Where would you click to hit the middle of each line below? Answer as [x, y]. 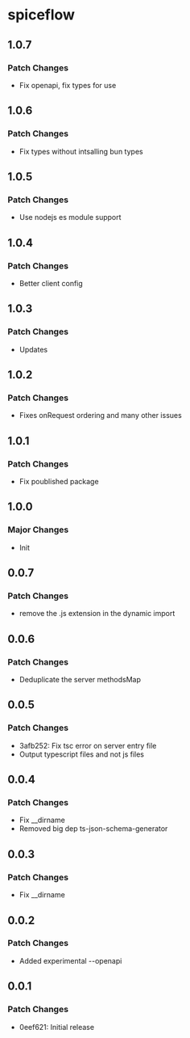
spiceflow [41, 15]
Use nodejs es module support [70, 217]
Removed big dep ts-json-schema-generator [93, 829]
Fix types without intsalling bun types [81, 151]
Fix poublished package [59, 481]
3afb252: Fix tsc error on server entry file [88, 745]
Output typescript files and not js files [81, 754]
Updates [33, 349]
